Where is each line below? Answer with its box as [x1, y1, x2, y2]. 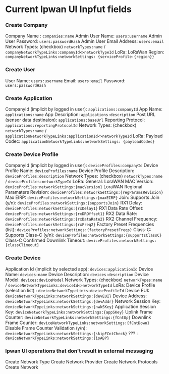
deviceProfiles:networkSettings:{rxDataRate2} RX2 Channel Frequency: [5, 216, 158, 222]
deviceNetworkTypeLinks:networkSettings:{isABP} [5, 336, 109, 341]
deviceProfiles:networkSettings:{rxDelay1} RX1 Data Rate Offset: [5, 205, 144, 211]
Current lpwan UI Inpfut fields [5, 4, 132, 15]
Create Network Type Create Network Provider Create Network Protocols [5, 358, 158, 364]
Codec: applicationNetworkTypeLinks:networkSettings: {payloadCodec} [5, 138, 155, 144]
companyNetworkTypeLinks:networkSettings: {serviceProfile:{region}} [5, 55, 155, 60]
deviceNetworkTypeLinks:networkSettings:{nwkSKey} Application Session [5, 303, 156, 309]
